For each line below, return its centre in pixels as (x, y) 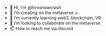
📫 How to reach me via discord (41, 28)
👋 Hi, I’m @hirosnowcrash (35, 8)
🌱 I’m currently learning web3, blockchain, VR (55, 18)
